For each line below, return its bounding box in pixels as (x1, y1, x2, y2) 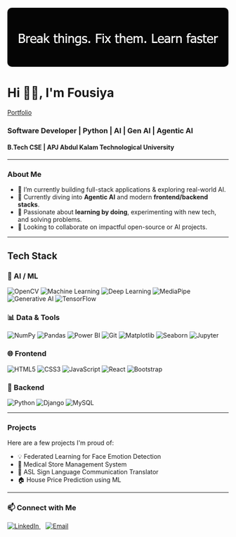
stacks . (17, 200, 40, 209)
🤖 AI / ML (7, 271, 39, 280)
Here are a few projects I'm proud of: (7, 438, 114, 447)
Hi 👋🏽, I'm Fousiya (7, 85, 114, 101)
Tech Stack (7, 249, 58, 261)
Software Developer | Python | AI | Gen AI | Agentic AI (7, 125, 193, 135)
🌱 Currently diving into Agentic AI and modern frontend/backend (17, 193, 209, 202)
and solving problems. (17, 216, 82, 224)
